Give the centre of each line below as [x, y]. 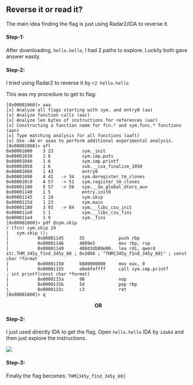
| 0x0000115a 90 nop [66, 280]
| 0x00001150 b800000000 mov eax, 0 [75, 264]
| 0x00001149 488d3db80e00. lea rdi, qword [81, 248]
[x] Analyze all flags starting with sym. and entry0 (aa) [80, 110]
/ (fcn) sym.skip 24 [31, 228]
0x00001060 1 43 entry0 [52, 172]
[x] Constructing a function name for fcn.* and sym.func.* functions [94, 125]
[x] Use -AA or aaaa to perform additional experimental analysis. [90, 141]
